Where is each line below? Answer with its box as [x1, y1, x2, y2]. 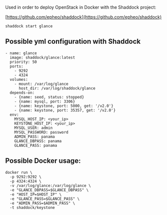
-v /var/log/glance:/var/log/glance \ [10, 183, 92, 188]
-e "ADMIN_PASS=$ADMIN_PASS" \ [10, 200, 75, 205]
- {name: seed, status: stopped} [14, 94, 85, 99]
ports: [10, 64, 24, 69]
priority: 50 [10, 59, 37, 64]
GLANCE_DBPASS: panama [14, 138, 62, 144]
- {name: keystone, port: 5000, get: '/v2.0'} [14, 103, 114, 109]
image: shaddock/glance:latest [10, 55, 75, 60]
